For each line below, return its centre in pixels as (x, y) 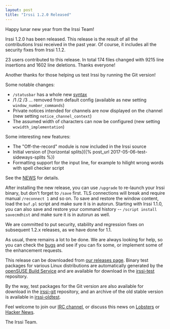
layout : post (19, 10)
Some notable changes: (30, 85)
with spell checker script (38, 168)
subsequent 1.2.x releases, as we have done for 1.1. (59, 230)
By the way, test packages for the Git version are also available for (74, 286)
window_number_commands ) (39, 105)
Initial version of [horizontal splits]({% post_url (61, 152)
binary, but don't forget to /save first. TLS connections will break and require (85, 193)
